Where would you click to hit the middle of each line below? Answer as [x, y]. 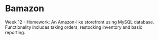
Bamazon [25, 9]
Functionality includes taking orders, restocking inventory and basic [74, 27]
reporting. [15, 32]
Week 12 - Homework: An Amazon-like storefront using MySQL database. [79, 22]
